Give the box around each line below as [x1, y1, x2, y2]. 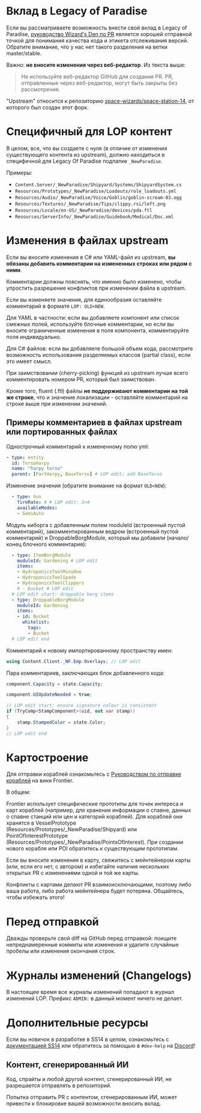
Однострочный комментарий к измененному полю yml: [6, 443, 149, 450]
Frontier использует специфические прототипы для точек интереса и [6, 800, 184, 808]
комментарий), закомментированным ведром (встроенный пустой [6, 528, 179, 535]
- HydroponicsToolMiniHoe [17, 569, 82, 575]
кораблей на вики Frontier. [6, 777, 74, 784]
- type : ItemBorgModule [11, 552, 71, 558]
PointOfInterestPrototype [6, 832, 68, 840]
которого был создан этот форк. [6, 103, 89, 111]
